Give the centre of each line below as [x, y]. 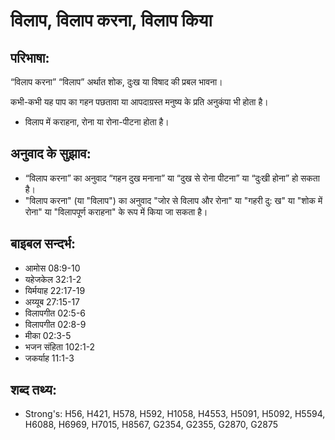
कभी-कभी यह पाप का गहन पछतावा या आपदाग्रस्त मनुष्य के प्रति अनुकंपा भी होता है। [139, 102]
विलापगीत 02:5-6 [55, 313]
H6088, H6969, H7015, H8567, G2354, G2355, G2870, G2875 [151, 425]
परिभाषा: [30, 57]
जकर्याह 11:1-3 [49, 358]
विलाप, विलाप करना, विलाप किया [111, 20]
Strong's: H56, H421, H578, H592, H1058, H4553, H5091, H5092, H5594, [175, 414]
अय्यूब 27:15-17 [52, 301]
